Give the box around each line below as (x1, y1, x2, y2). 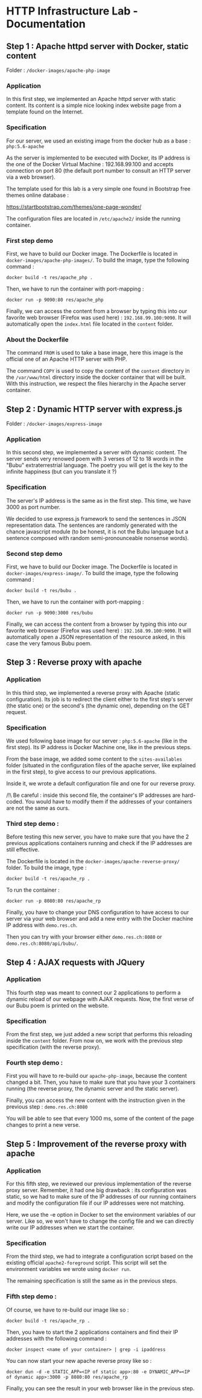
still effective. (6, 846, 40, 853)
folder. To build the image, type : (6, 864, 87, 871)
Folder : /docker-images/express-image (6, 420, 103, 427)
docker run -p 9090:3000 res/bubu (6, 610, 93, 616)
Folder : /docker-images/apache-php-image (6, 66, 110, 74)
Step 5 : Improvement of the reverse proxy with (6, 1139, 187, 1149)
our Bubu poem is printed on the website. (6, 1002, 109, 1009)
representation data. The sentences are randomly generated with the (6, 521, 178, 529)
